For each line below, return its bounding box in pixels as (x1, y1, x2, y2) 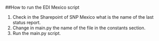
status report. (12, 20, 41, 25)
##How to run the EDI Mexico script (5, 5, 80, 10)
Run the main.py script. (12, 30, 61, 36)
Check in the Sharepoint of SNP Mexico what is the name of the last (12, 14, 154, 20)
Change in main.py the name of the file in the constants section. (12, 25, 146, 31)
